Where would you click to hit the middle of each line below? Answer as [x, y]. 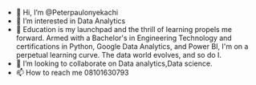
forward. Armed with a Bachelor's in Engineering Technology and [124, 38]
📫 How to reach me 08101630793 [73, 73]
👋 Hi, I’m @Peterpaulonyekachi [67, 12]
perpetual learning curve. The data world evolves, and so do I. [119, 55]
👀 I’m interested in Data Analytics [71, 21]
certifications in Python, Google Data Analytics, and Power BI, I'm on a [132, 47]
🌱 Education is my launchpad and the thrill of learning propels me [124, 29]
